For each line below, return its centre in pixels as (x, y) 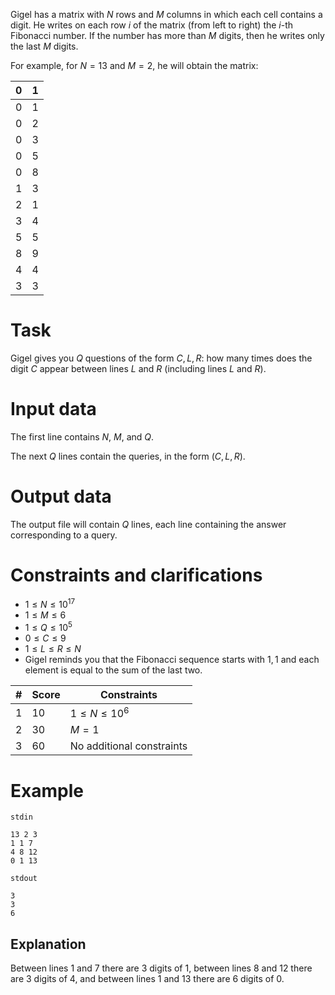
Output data (61, 496)
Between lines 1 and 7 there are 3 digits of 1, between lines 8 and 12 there (161, 968)
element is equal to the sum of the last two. (113, 670)
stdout (24, 879)
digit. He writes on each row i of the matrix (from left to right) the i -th (152, 25)
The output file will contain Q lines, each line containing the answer (148, 524)
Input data (53, 409)
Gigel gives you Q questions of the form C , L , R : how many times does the (161, 358)
